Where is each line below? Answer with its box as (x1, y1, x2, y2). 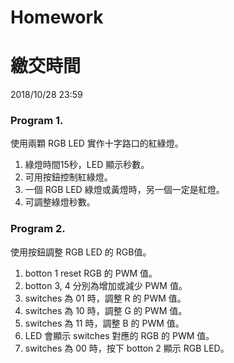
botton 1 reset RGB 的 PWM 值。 (24, 267, 158, 279)
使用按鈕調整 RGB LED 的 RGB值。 (10, 246, 152, 258)
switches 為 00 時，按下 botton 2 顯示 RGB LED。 (24, 342, 230, 354)
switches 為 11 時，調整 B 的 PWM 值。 (24, 317, 185, 329)
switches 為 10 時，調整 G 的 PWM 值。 (24, 304, 188, 316)
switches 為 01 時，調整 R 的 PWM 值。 (24, 292, 187, 304)
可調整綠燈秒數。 (24, 196, 96, 208)
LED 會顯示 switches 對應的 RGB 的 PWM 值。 (24, 329, 215, 341)
